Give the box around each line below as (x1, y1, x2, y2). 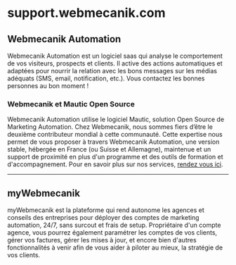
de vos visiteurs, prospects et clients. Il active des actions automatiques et (7, 59, 223, 68)
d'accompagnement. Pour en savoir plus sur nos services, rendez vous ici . (7, 160, 223, 168)
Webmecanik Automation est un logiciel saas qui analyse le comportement (7, 51, 223, 60)
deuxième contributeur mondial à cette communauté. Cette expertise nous (7, 130, 223, 139)
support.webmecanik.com (7, 5, 166, 21)
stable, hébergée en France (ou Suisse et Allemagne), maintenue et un (7, 145, 211, 154)
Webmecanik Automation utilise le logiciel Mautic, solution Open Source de (7, 115, 225, 124)
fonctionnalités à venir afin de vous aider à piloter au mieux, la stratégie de (7, 243, 223, 252)
